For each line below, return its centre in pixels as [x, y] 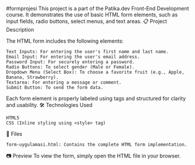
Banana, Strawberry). [32, 77]
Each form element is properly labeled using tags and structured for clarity [96, 98]
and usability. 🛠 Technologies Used [49, 105]
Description [20, 30]
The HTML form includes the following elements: [65, 41]
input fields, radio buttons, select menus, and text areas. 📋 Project [87, 21]
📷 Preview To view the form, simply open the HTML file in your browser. [93, 156]
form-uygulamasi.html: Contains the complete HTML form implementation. [97, 145]
